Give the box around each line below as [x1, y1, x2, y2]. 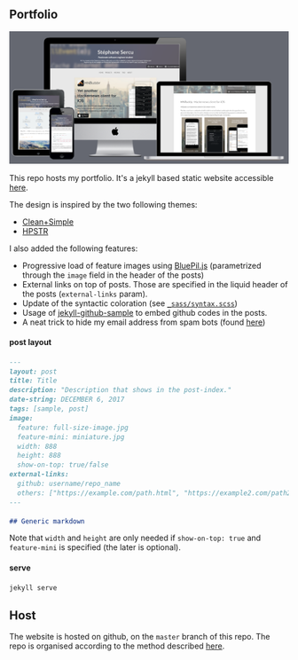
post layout [9, 337, 51, 348]
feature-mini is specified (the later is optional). [9, 542, 182, 553]
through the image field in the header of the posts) [21, 270, 205, 280]
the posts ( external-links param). [21, 288, 148, 299]
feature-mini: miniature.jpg [17, 432, 125, 442]
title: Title [9, 376, 58, 385]
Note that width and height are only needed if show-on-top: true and [9, 532, 262, 544]
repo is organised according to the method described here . [9, 640, 225, 651]
